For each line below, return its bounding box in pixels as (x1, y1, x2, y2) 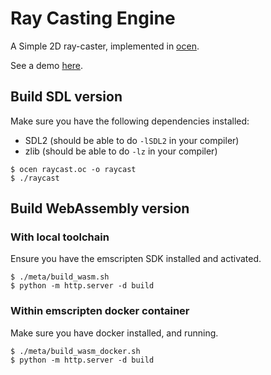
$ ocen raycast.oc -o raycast (10, 164, 137, 174)
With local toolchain (10, 230, 110, 244)
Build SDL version (10, 88, 123, 106)
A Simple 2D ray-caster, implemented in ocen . (10, 40, 200, 52)
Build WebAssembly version (10, 200, 190, 217)
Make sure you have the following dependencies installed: (10, 115, 250, 127)
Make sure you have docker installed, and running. (10, 327, 219, 339)
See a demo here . (10, 59, 84, 71)
